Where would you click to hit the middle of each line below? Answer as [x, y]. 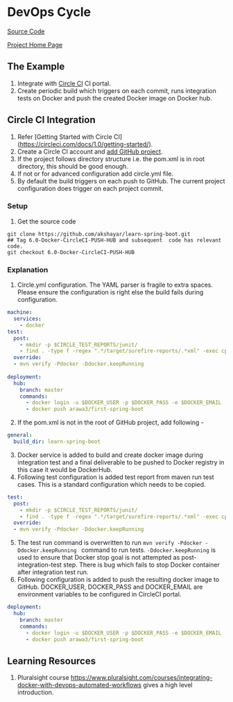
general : [20, 435]
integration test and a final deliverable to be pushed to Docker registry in [121, 462]
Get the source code [46, 221]
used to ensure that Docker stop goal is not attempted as [98, 558]
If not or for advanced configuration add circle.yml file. [95, 174]
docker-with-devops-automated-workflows [79, 685]
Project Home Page [35, 44]
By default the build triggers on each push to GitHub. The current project [121, 181]
